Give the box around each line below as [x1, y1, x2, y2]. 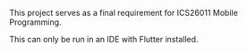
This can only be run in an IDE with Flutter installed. [9, 34, 199, 44]
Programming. [9, 17, 62, 27]
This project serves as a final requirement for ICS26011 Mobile [9, 8, 239, 18]
